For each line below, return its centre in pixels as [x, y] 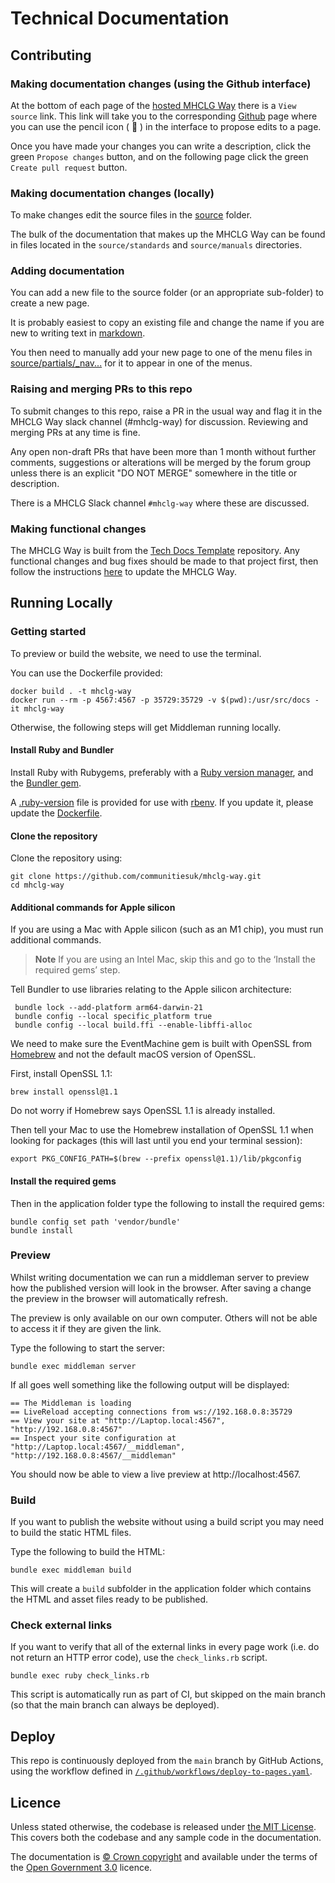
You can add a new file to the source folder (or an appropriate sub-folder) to [167, 293]
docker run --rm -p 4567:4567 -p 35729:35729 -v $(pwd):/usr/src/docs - [165, 700]
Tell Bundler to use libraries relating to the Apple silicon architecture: [151, 989]
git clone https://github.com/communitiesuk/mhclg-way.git [136, 877]
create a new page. [50, 303]
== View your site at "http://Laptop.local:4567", [118, 1420]
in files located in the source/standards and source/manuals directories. [156, 245]
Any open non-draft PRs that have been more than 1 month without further [163, 451]
